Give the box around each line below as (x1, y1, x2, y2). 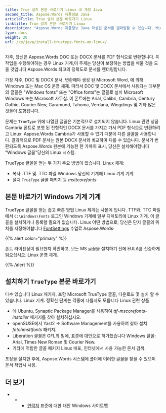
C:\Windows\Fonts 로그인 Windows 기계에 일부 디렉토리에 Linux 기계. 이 (14, 213, 155, 219)
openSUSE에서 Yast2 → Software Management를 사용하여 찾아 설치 (12, 321, 147, 327)
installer (12, 314, 29, 320)
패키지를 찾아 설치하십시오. (29, 314, 82, 320)
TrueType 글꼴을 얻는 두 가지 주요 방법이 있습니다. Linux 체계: (5, 160, 124, 166)
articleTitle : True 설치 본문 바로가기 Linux (5, 16, 92, 21)
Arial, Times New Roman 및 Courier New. (12, 339, 95, 345)
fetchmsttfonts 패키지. (12, 327, 57, 333)
